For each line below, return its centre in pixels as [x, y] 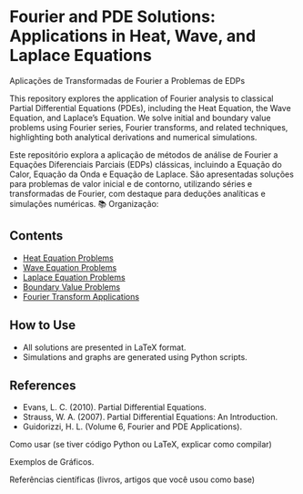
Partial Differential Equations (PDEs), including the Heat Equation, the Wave [150, 108]
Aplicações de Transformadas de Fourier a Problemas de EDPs [127, 80]
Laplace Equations [81, 56]
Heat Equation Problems [68, 258]
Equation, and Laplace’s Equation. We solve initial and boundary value [140, 118]
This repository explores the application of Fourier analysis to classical [141, 98]
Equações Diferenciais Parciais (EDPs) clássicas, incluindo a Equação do [146, 164]
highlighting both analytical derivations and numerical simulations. [133, 137]
